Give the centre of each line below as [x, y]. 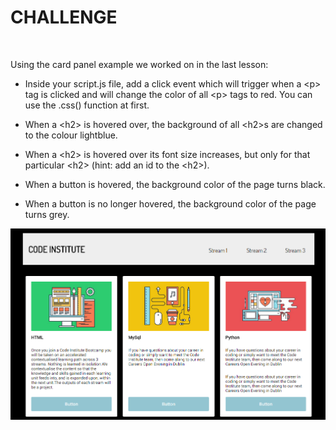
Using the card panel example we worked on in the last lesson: [139, 64]
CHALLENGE [64, 17]
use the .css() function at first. [87, 105]
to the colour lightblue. [71, 135]
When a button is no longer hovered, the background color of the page [170, 203]
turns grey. [47, 214]
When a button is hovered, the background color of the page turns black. [175, 184]
